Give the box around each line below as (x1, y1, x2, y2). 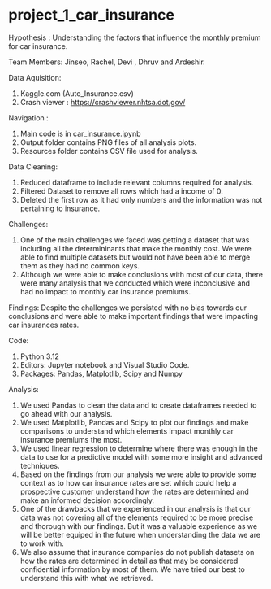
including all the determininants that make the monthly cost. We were (19, 243, 252, 253)
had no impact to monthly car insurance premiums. (19, 286, 191, 296)
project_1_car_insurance (8, 6, 174, 24)
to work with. (19, 539, 65, 548)
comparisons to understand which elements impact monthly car (19, 425, 234, 436)
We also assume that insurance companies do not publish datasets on (19, 547, 255, 556)
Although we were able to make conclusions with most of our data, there (19, 269, 264, 279)
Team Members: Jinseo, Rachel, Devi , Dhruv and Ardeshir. (8, 57, 205, 67)
